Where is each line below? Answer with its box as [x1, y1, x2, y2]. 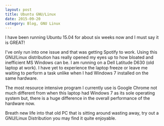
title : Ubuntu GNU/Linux [5, 12, 56, 17]
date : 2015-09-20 [5, 16, 41, 21]
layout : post [5, 7, 32, 12]
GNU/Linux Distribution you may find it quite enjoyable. [5, 115, 117, 121]
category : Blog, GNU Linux [5, 21, 61, 26]
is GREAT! [5, 40, 26, 46]
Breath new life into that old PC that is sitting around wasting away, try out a [5, 110, 159, 116]
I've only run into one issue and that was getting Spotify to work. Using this [5, 49, 158, 55]
